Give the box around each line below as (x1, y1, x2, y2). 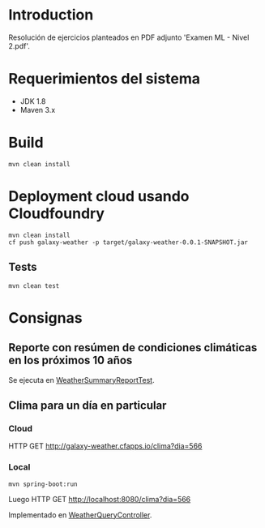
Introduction (8, 6, 94, 24)
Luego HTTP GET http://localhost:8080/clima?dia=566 (8, 494, 191, 504)
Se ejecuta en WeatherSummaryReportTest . (8, 375, 156, 384)
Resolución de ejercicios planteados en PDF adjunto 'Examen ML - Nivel (8, 32, 250, 42)
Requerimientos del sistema (8, 70, 201, 88)
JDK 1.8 (19, 96, 46, 106)
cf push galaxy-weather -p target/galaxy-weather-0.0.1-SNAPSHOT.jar (8, 238, 249, 247)
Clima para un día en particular (8, 398, 167, 412)
